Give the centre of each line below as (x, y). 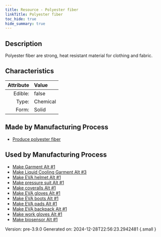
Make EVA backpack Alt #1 (40, 209)
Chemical (45, 101)
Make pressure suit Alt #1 (38, 182)
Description (24, 43)
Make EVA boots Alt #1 (35, 198)
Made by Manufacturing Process (57, 127)
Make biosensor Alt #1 (35, 219)
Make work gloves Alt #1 (37, 214)
